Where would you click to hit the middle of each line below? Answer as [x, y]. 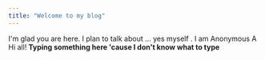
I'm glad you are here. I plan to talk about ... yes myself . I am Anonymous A [132, 38]
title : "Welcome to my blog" [57, 16]
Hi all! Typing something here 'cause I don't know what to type [114, 47]
